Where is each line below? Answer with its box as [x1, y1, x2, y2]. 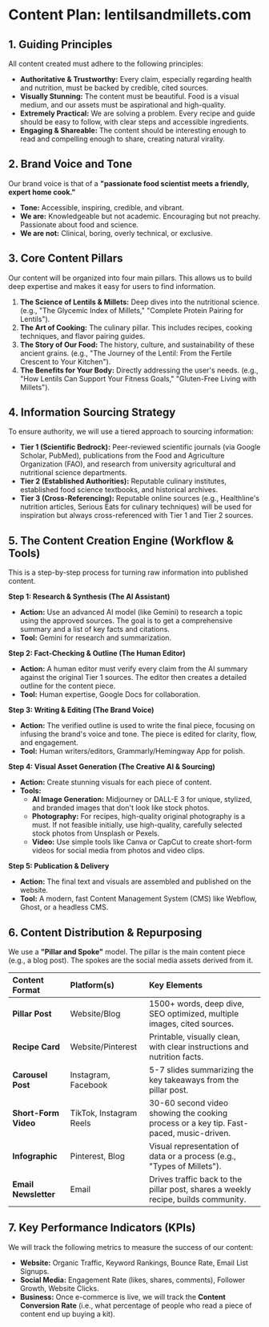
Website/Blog [70, 1008, 121, 1020]
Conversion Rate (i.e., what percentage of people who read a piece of [19, 1301, 252, 1310]
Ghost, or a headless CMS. [19, 902, 109, 912]
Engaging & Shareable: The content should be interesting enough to [19, 126, 247, 135]
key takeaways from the [149, 1074, 239, 1085]
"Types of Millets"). [149, 1161, 222, 1172]
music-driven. [176, 1128, 231, 1139]
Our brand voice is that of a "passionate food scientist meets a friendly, [8, 178, 250, 188]
